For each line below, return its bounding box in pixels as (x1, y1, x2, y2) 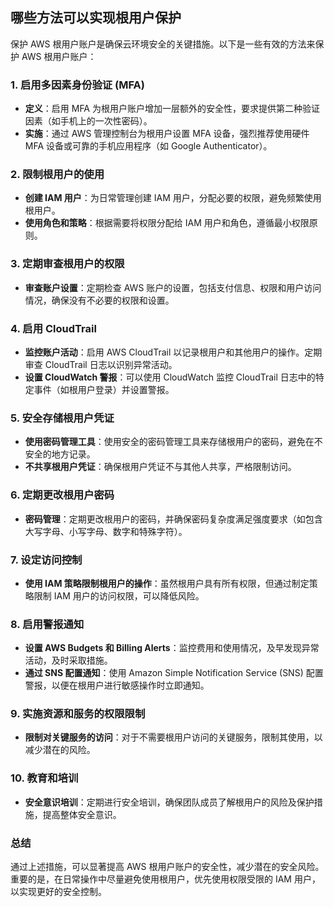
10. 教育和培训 (10, 771, 79, 785)
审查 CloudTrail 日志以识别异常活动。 (24, 359, 178, 370)
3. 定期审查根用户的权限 (10, 257, 125, 271)
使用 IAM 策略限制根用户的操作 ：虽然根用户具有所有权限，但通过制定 (24, 577, 310, 589)
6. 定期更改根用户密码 (10, 488, 115, 502)
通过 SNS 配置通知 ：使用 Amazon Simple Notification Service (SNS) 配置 (24, 667, 324, 679)
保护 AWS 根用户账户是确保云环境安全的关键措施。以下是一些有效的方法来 (10, 38, 316, 50)
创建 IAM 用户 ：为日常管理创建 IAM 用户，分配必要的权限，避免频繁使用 (24, 192, 322, 204)
